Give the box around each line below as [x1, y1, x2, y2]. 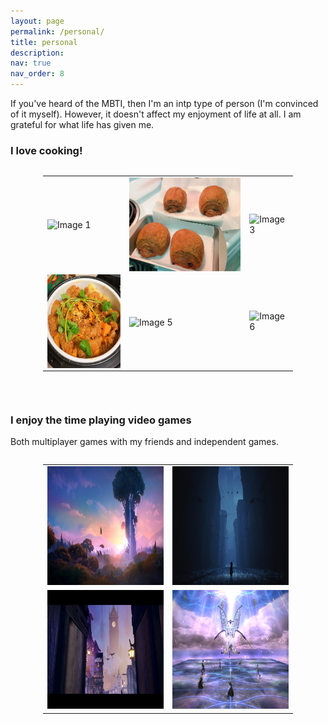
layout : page [10, 16, 65, 26]
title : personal [10, 37, 78, 47]
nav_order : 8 [10, 69, 65, 79]
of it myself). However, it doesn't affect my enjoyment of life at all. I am [10, 108, 302, 120]
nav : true [10, 58, 52, 69]
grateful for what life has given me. [10, 119, 155, 130]
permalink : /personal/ [10, 26, 105, 37]
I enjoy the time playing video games [10, 413, 192, 427]
